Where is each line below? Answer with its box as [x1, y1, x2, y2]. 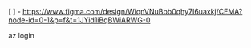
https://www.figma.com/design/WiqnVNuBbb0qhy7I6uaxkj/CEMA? [22, 7, 243, 16]
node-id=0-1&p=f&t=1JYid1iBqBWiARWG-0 [8, 15, 151, 25]
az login [8, 31, 34, 40]
